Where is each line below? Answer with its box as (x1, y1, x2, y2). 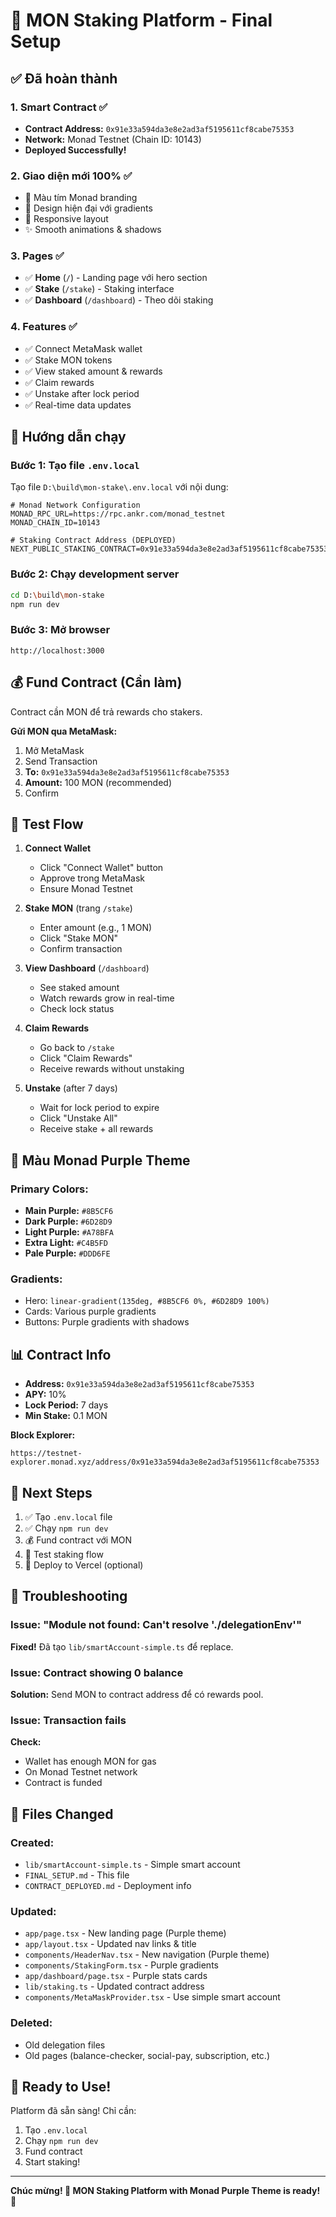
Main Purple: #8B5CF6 (24, 1205, 114, 1217)
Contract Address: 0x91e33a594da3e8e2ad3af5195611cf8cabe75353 (24, 122, 295, 134)
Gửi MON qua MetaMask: (10, 725, 118, 737)
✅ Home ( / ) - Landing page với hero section (24, 272, 208, 284)
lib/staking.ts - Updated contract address (24, 1980, 205, 1993)
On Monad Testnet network (24, 1766, 138, 1778)
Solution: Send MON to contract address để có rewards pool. (10, 1689, 264, 1701)
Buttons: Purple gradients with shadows (24, 1316, 190, 1328)
